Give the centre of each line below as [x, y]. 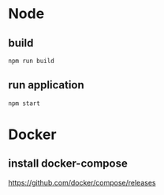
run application [46, 85]
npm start [24, 103]
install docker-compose [68, 164]
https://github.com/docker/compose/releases [82, 182]
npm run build [32, 61]
